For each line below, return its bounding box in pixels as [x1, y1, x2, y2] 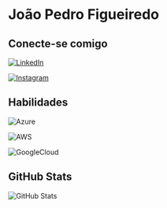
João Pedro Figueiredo [8, 6, 160, 24]
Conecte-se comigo [8, 37, 108, 50]
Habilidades [8, 96, 69, 110]
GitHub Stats [8, 170, 72, 184]
